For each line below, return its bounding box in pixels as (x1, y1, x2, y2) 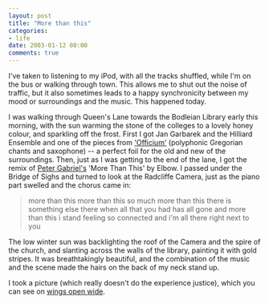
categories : (8, 26, 48, 34)
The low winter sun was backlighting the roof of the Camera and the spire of (8, 237, 261, 246)
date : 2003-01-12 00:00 (8, 42, 88, 50)
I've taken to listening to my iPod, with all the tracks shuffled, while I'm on (8, 71, 251, 80)
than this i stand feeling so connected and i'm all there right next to (27, 213, 250, 222)
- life (8, 34, 31, 43)
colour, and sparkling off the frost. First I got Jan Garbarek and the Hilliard (8, 129, 253, 139)
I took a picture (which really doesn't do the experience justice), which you (8, 278, 255, 287)
